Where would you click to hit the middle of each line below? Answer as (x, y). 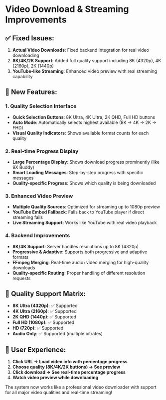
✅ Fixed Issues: (30, 38)
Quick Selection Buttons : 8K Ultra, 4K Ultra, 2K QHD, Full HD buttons (84, 117)
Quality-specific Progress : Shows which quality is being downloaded (84, 183)
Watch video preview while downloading (55, 378)
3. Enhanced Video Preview (39, 196)
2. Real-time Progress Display (42, 151)
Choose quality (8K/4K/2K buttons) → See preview (66, 367)
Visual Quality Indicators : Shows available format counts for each (81, 133)
